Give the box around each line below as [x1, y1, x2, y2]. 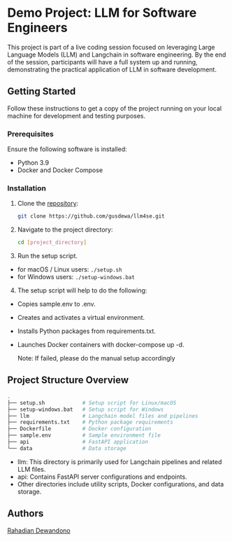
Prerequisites [7, 129, 54, 139]
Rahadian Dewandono [7, 526, 71, 535]
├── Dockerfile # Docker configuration [7, 426, 152, 433]
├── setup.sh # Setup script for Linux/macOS [7, 399, 177, 407]
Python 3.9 [17, 159, 50, 167]
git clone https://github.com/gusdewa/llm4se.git [17, 213, 166, 220]
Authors [7, 507, 44, 519]
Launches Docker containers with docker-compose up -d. [17, 341, 184, 349]
